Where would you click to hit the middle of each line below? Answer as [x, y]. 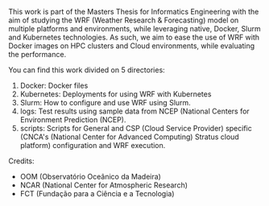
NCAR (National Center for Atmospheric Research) [103, 185]
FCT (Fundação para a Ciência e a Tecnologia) [97, 194]
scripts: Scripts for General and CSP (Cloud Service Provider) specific [136, 128]
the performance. [37, 54]
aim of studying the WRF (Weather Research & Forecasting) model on [124, 20]
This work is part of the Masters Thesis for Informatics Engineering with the [134, 12]
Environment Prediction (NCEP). [73, 119]
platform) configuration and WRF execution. [93, 145]
